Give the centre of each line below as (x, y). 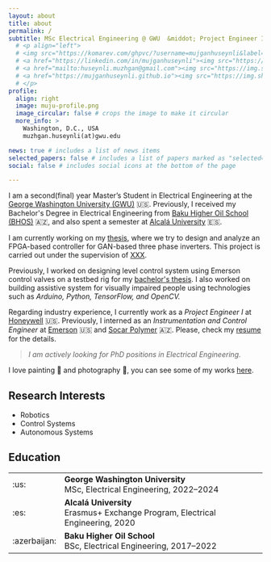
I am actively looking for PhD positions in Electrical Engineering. (134, 354)
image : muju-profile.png (57, 106)
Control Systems (48, 424)
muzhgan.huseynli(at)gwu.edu (72, 136)
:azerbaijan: (34, 540)
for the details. (32, 339)
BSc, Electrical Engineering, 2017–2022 (140, 546)
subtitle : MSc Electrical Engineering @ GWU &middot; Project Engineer (133, 38)
